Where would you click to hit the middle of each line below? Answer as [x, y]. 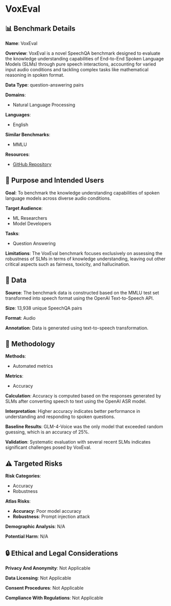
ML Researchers [30, 218]
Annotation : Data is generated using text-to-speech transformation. [77, 328]
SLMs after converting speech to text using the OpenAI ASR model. [76, 401]
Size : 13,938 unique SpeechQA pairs [44, 308]
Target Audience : [24, 208]
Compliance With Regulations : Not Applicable [54, 598]
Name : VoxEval [21, 43]
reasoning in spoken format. [35, 75]
